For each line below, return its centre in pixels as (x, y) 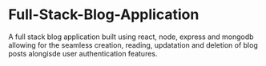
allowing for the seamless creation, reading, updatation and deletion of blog (133, 45)
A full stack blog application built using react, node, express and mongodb (131, 37)
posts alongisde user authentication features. (83, 53)
